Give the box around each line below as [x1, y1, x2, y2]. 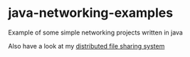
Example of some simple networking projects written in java [8, 28, 184, 37]
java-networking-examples [8, 5, 174, 21]
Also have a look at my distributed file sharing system [8, 42, 165, 50]
